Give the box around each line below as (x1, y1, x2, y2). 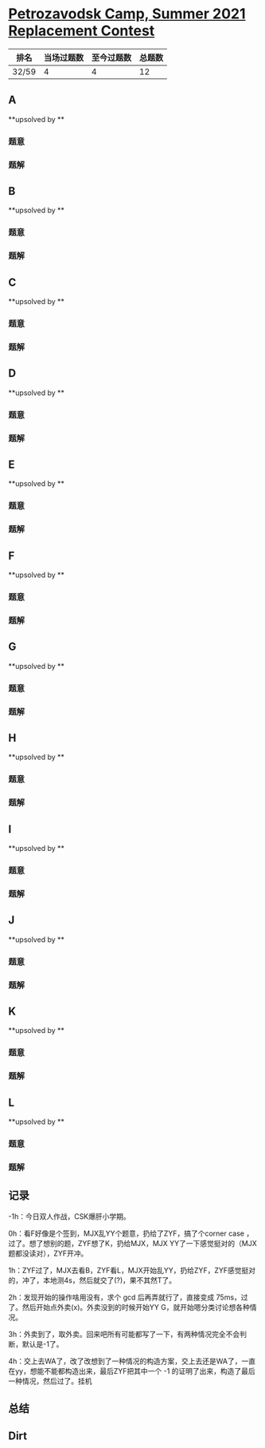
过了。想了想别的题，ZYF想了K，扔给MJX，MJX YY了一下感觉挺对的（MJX (8, 1238, 257, 1248)
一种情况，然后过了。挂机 (8, 1376, 92, 1386)
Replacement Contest (8, 22, 155, 40)
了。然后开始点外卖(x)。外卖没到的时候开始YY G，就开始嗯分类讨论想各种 (8, 1302, 251, 1312)
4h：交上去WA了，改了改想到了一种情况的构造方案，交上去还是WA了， (8, 1356, 242, 1366)
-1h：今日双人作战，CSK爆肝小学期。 (8, 1211, 131, 1221)
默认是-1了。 (21, 1339, 64, 1349)
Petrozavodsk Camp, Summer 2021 (8, 5, 246, 23)
